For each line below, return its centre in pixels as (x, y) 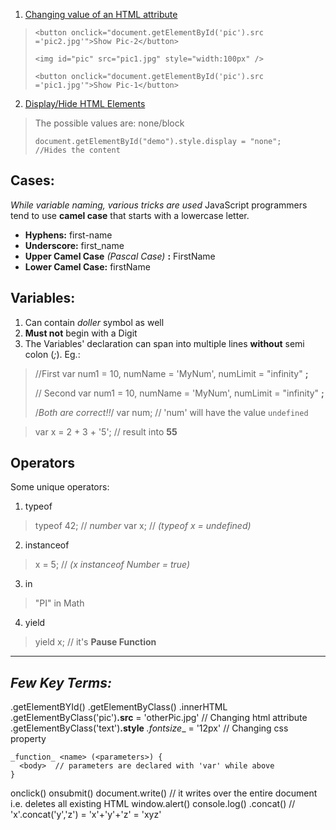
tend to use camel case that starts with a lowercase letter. (130, 215)
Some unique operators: (60, 487)
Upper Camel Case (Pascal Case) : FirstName (120, 256)
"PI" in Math (59, 603)
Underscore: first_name (74, 245)
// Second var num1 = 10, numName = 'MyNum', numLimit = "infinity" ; (179, 393)
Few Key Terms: (61, 682)
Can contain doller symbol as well (94, 322)
